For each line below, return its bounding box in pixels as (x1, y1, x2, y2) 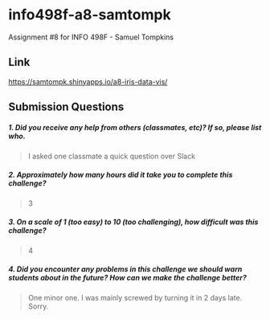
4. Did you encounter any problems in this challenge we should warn (8, 264, 243, 274)
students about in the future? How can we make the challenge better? (8, 272, 247, 282)
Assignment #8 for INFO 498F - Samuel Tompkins (8, 32, 174, 42)
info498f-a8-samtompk (8, 6, 171, 24)
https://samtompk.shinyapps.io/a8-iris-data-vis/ (8, 76, 168, 86)
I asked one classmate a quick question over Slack (27, 151, 195, 162)
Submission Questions (8, 100, 125, 114)
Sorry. (27, 301, 49, 311)
